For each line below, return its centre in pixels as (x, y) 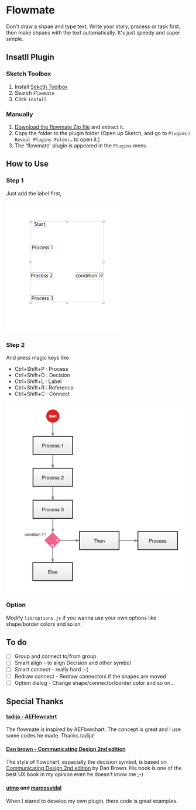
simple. (15, 39)
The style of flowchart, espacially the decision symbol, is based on (87, 762)
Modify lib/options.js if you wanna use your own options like (81, 618)
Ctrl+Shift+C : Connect (42, 394)
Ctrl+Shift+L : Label (38, 381)
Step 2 (16, 344)
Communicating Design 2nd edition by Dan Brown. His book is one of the (94, 768)
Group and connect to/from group (55, 656)
